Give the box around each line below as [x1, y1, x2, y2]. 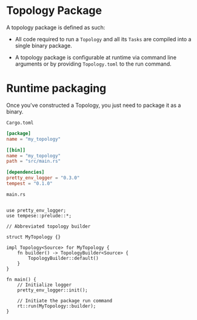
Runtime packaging [6, 81, 107, 95]
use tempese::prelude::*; [6, 213, 72, 219]
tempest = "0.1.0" [6, 180, 53, 186]
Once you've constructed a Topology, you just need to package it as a [6, 101, 181, 109]
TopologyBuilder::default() [28, 255, 99, 261]
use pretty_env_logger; [6, 207, 67, 213]
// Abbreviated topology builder [6, 223, 91, 230]
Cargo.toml [6, 120, 34, 126]
